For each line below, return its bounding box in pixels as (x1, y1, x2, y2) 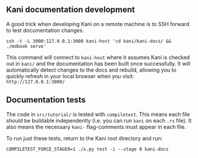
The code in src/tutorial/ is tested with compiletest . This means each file (6, 111, 190, 118)
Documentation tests (6, 95, 86, 105)
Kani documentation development (6, 5, 135, 15)
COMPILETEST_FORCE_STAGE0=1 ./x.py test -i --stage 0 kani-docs (6, 146, 169, 152)
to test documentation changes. (6, 27, 84, 34)
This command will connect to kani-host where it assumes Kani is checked (6, 53, 190, 61)
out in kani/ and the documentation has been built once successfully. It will (6, 60, 191, 67)
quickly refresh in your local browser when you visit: (6, 72, 134, 79)
